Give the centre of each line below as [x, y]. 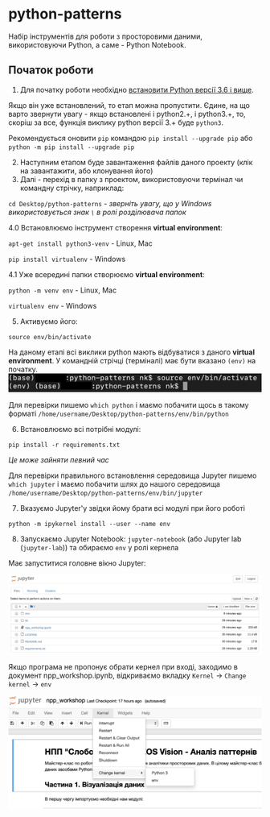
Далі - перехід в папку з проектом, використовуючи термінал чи [131, 179]
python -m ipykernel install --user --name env [90, 525]
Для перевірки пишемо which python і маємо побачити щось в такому [129, 405]
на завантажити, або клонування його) [86, 171]
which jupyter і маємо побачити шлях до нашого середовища [115, 484]
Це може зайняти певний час [59, 460]
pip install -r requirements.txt [64, 445]
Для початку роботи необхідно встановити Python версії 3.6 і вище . [137, 89]
